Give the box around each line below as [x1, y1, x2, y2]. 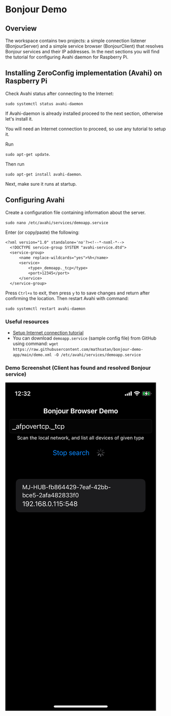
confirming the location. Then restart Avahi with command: [5, 295, 129, 301]
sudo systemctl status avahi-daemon [5, 101, 83, 106]
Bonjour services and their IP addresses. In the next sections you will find [5, 49, 160, 54]
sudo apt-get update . [5, 151, 51, 157]
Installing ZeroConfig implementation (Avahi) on [5, 69, 162, 77]
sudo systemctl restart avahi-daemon [5, 306, 86, 311]
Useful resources [5, 318, 50, 325]
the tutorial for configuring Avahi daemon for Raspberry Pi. [5, 54, 129, 60]
